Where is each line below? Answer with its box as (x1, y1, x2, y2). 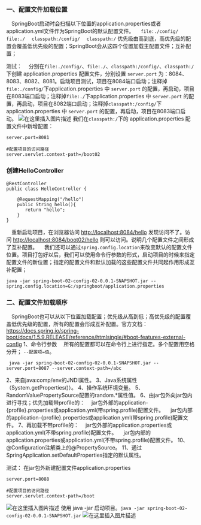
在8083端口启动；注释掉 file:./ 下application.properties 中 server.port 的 (6, 93, 189, 100)
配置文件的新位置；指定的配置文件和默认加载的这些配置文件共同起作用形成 (6, 258, 190, 265)
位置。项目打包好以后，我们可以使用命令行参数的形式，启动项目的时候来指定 (6, 251, 195, 258)
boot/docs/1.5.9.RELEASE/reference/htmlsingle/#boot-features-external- (6, 333, 186, 340)
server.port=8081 (6, 135, 50, 141)
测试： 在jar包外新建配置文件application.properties (6, 464, 131, 471)
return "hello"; (25, 207, 66, 213)
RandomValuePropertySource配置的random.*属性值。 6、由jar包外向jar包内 (6, 391, 193, 399)
